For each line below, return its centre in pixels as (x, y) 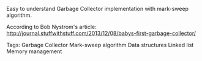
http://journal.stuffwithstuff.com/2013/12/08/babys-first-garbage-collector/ (101, 33)
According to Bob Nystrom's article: (51, 27)
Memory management (34, 51)
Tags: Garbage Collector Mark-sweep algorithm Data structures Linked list (100, 45)
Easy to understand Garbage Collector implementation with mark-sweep (97, 9)
